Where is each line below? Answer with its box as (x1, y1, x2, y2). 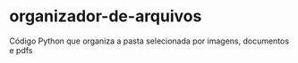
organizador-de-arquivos (9, 6, 202, 27)
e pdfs (9, 44, 33, 55)
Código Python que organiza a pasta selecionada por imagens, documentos (9, 35, 289, 46)
